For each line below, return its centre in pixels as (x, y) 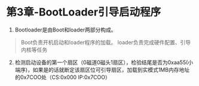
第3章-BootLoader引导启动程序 (84, 12)
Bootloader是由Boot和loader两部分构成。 (65, 30)
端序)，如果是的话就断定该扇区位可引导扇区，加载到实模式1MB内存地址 (102, 69)
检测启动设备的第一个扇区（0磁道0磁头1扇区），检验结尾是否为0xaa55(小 (104, 62)
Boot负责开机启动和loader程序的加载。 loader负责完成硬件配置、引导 (106, 42)
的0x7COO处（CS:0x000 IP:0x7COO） (62, 77)
